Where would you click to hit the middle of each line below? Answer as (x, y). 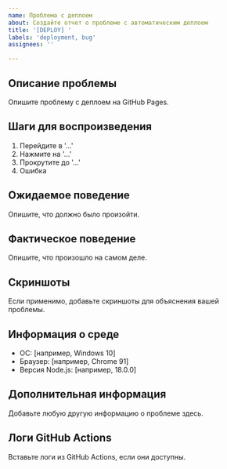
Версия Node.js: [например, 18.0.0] (78, 370)
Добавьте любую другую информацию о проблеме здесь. (106, 413)
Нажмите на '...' (45, 154)
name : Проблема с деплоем (50, 15)
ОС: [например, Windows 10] (67, 353)
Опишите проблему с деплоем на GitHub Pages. (89, 102)
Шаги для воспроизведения (80, 127)
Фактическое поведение (72, 239)
